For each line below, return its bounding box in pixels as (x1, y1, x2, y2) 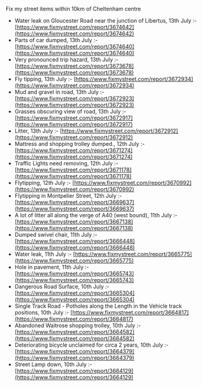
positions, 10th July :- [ (14, 309, 73, 316)
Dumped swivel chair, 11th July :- (14, 231, 98, 238)
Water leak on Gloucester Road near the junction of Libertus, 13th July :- (14, 17, 197, 24)
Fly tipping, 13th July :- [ (14, 76, 76, 82)
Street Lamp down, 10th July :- (14, 361, 92, 368)
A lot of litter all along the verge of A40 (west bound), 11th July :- (14, 212, 178, 219)
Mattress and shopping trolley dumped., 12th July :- (14, 140, 145, 147)
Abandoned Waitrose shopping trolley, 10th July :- (14, 322, 141, 329)
